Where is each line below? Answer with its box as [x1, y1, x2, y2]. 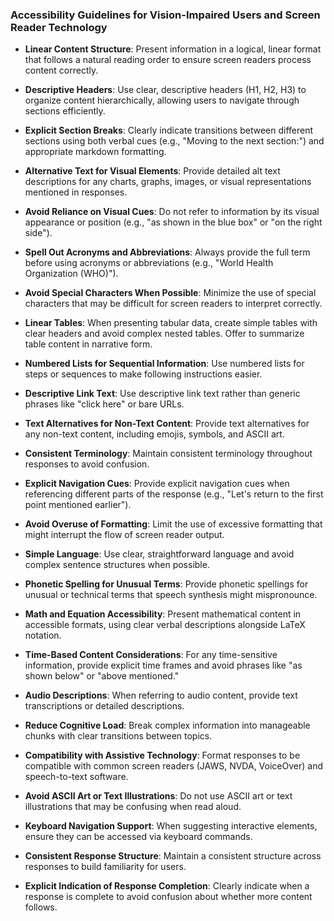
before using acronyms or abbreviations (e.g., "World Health [24, 257, 274, 269]
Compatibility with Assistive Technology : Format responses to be [24, 749, 301, 762]
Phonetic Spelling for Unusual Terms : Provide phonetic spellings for [24, 578, 309, 590]
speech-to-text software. [24, 771, 129, 783]
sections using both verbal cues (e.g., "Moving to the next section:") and [24, 135, 325, 147]
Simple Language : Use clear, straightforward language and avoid [24, 548, 295, 560]
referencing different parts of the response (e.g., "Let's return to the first [24, 488, 324, 500]
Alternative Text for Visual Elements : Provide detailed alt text [24, 165, 281, 177]
